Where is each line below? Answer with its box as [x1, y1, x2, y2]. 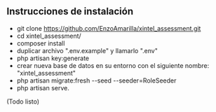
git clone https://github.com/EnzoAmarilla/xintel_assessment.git [16, 24, 201, 32]
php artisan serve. [16, 83, 69, 92]
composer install [16, 38, 65, 48]
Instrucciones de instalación [6, 6, 134, 17]
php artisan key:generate [16, 54, 90, 62]
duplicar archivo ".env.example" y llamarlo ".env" [16, 46, 158, 55]
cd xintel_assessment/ [16, 31, 81, 40]
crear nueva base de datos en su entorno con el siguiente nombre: [16, 61, 210, 69]
